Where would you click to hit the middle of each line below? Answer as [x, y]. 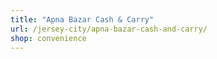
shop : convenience [48, 38]
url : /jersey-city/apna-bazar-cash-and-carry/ [109, 29]
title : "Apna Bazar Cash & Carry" [82, 19]
